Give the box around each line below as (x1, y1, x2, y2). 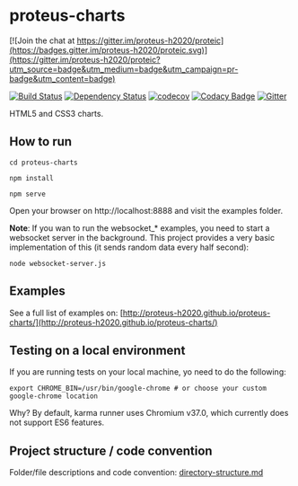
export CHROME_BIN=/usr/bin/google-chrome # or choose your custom (9, 384, 267, 393)
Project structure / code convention (9, 443, 213, 458)
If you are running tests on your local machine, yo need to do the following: (9, 367, 287, 377)
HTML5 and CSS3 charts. (9, 108, 104, 119)
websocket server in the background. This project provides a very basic (9, 232, 276, 243)
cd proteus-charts (9, 158, 78, 167)
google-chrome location (9, 392, 99, 401)
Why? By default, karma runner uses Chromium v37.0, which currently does (9, 408, 289, 419)
